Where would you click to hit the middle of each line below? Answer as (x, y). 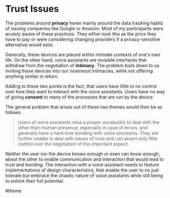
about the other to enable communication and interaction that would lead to (85, 159)
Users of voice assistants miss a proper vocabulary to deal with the (89, 122)
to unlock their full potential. (35, 181)
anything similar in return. (32, 76)
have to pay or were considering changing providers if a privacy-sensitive (83, 39)
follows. (14, 112)
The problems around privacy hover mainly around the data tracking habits (84, 23)
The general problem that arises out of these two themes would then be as (84, 107)
